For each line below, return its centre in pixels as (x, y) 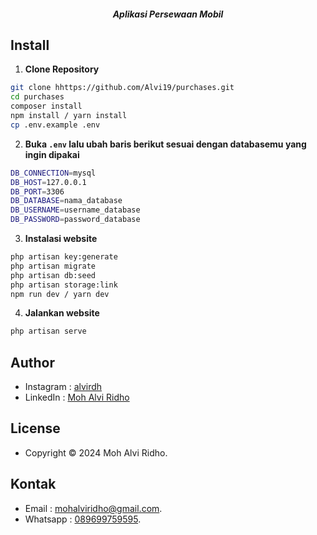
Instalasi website (61, 239)
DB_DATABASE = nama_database (66, 201)
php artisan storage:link (64, 285)
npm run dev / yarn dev (60, 294)
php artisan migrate (53, 266)
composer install (46, 106)
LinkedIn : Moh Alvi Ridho (77, 397)
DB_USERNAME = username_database (75, 210)
